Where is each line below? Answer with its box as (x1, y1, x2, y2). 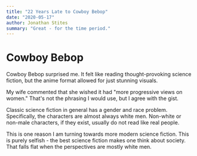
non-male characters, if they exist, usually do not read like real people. (6, 119, 180, 126)
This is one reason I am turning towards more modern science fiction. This (6, 130, 189, 138)
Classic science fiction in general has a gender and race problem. (6, 107, 168, 114)
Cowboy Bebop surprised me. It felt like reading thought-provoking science (6, 71, 192, 78)
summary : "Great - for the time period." (6, 25, 111, 32)
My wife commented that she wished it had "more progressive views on (6, 89, 183, 96)
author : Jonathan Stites (6, 20, 68, 26)
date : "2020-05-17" (6, 14, 55, 20)
